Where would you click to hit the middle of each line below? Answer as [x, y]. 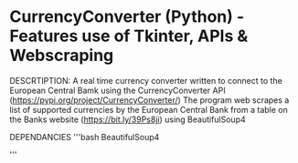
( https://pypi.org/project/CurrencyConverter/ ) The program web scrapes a [149, 100]
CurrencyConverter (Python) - [127, 17]
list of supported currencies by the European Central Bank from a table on [149, 109]
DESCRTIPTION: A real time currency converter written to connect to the [146, 80]
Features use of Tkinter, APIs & [129, 36]
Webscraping [62, 56]
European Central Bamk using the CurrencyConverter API [117, 90]
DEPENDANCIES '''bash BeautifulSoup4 [85, 137]
